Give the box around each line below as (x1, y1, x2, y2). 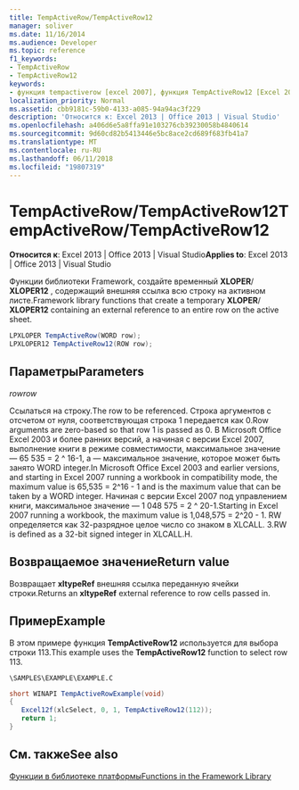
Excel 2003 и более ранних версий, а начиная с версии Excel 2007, (9, 434, 264, 445)
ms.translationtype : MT (9, 137, 98, 146)
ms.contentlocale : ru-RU (9, 146, 101, 154)
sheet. (9, 314, 33, 325)
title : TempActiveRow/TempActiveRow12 (9, 12, 153, 22)
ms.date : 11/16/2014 (9, 29, 86, 38)
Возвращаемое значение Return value (9, 554, 230, 570)
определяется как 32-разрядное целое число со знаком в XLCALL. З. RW (9, 519, 287, 529)
